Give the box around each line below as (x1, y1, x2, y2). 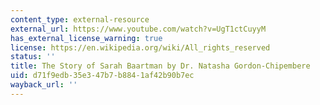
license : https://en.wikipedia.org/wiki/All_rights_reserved (10, 42, 271, 53)
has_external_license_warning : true (10, 33, 163, 43)
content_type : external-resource (10, 14, 150, 25)
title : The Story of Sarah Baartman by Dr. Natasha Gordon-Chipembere (10, 61, 311, 71)
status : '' (10, 52, 56, 62)
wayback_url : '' (10, 80, 78, 90)
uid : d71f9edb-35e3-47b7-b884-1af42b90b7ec (10, 71, 195, 81)
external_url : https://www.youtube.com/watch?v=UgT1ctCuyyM (10, 24, 267, 34)
